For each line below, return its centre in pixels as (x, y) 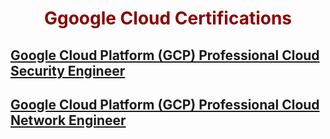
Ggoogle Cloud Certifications (168, 18)
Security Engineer (68, 70)
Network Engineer (68, 120)
